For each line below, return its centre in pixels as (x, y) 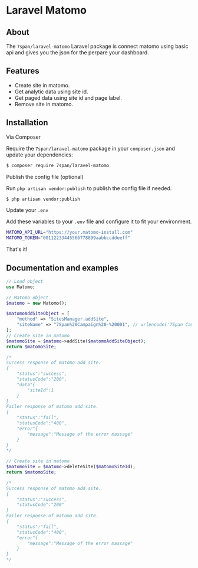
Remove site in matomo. (44, 104)
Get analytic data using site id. (51, 92)
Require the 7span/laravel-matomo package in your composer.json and (91, 148)
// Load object (25, 281)
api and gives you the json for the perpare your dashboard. (77, 53)
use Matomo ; (21, 287)
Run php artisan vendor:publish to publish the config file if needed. (89, 188)
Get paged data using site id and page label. (68, 97)
